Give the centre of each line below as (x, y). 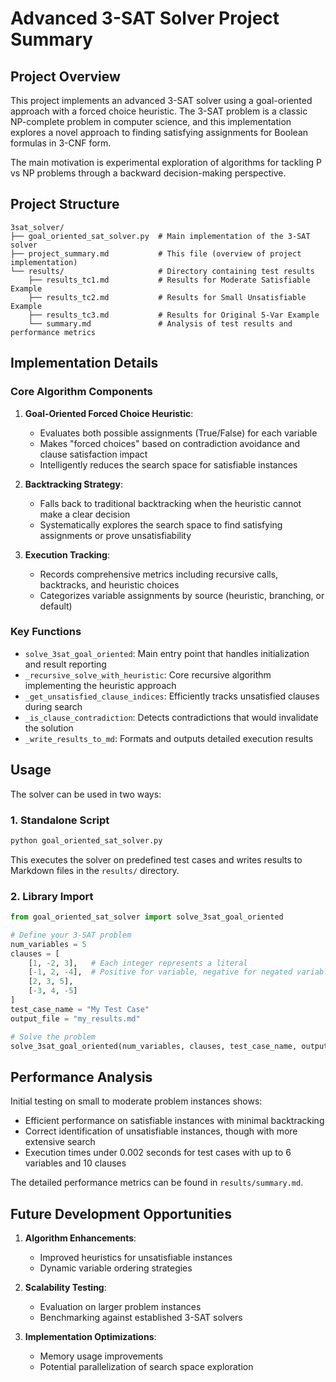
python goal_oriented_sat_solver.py (86, 840)
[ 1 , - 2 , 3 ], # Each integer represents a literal (138, 963)
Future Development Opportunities (121, 1213)
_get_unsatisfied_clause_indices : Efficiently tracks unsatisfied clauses (172, 696)
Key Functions (46, 632)
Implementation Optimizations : (90, 1337)
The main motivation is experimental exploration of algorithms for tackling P (166, 162)
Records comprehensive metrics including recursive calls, (159, 574)
